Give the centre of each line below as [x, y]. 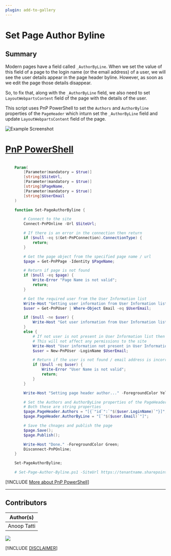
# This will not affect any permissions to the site [89, 341]
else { [31, 332]
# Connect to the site [48, 219]
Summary [21, 54]
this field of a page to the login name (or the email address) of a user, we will [85, 72]
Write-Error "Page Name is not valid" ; [75, 280]
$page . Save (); [38, 430]
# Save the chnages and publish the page [68, 426]
